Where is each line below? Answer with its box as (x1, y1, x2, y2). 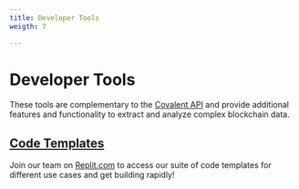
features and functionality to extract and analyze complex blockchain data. (9, 109, 290, 120)
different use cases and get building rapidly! (9, 170, 175, 181)
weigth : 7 (9, 22, 47, 31)
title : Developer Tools (9, 13, 100, 23)
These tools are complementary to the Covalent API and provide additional (9, 100, 290, 110)
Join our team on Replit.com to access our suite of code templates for (9, 160, 272, 171)
